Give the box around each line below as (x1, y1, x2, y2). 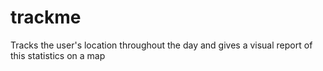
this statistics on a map (10, 49, 106, 61)
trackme (10, 6, 82, 29)
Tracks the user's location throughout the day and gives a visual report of (10, 39, 313, 51)
